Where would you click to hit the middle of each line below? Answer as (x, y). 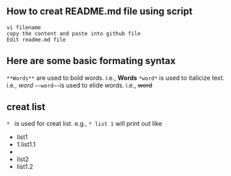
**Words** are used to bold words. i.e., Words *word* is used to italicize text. (116, 78)
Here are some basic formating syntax (91, 61)
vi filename (24, 27)
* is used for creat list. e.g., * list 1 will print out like (85, 124)
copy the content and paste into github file (73, 33)
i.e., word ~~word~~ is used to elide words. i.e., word (79, 85)
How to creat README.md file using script (99, 11)
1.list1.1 (26, 145)
